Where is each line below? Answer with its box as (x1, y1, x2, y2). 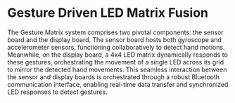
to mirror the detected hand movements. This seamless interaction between (7, 65, 227, 74)
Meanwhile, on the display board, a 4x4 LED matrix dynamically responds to (7, 50, 229, 59)
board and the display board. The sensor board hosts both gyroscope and (7, 35, 222, 43)
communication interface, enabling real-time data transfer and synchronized (7, 80, 229, 88)
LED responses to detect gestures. (7, 88, 108, 96)
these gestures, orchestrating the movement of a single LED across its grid (7, 57, 224, 66)
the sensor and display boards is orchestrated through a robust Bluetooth (7, 72, 220, 81)
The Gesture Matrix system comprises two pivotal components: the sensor (7, 28, 224, 36)
